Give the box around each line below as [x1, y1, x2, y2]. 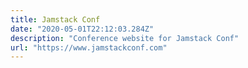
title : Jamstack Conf [10, 14, 101, 25]
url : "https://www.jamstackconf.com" [10, 42, 168, 53]
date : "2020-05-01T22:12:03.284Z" [10, 24, 155, 34]
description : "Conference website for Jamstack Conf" [10, 33, 240, 43]
